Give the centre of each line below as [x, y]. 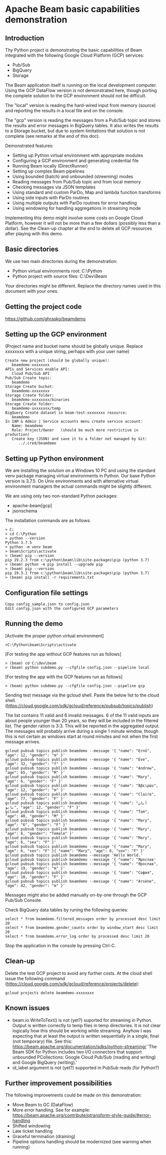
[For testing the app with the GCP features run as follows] [64, 677]
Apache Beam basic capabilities [73, 9]
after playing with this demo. [34, 234]
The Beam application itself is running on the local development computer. [81, 85]
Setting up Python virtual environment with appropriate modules [78, 155]
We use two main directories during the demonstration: [61, 261]
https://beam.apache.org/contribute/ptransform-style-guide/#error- [82, 1115]
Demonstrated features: [29, 146]
